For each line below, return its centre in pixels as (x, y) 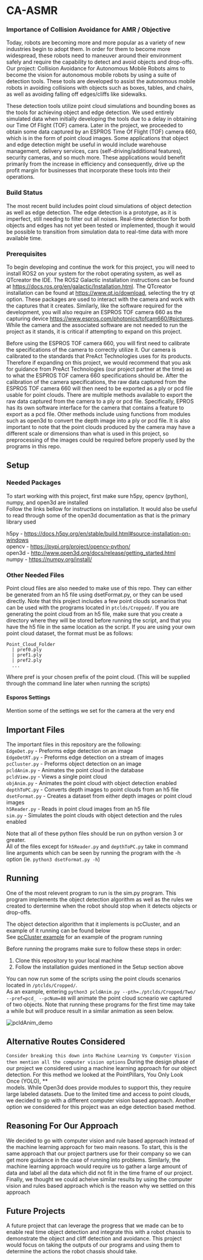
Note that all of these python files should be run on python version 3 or (95, 834)
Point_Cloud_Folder (31, 645)
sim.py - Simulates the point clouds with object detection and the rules (95, 815)
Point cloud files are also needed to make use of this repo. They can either (99, 588)
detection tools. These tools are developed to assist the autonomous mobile (101, 81)
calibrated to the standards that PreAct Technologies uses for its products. (99, 356)
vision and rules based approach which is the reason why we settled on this (101, 1185)
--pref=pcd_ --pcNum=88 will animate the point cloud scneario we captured (99, 998)
